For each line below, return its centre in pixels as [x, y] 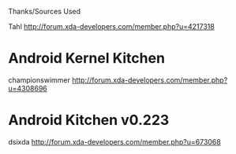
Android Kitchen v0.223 [89, 120]
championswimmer [39, 80]
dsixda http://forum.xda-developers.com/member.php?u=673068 [114, 141]
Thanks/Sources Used [45, 11]
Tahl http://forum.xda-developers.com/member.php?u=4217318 [111, 26]
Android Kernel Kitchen [87, 59]
